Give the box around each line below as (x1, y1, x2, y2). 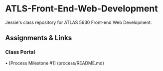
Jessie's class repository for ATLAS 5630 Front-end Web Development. (5, 19, 152, 25)
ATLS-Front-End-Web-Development (5, 3, 158, 14)
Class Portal (5, 49, 35, 56)
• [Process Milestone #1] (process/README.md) (5, 60, 105, 66)
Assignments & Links (5, 34, 72, 42)
